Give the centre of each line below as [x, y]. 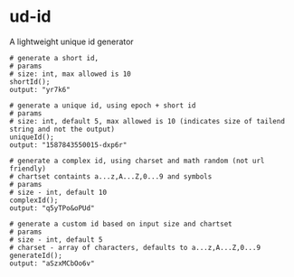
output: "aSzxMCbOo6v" [52, 263]
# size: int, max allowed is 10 [70, 74]
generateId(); [36, 255]
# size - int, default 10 [58, 192]
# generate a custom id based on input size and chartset [121, 224]
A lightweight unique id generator [71, 42]
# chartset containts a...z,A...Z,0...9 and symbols [111, 176]
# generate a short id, [54, 58]
